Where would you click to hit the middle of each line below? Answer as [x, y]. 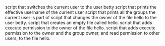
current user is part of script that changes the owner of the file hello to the [81, 17]
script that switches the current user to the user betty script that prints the [81, 7]
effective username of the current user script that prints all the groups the [81, 12]
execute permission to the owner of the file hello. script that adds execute [80, 28]
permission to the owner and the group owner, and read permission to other [82, 33]
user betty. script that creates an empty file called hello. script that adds [79, 23]
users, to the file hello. [28, 38]
